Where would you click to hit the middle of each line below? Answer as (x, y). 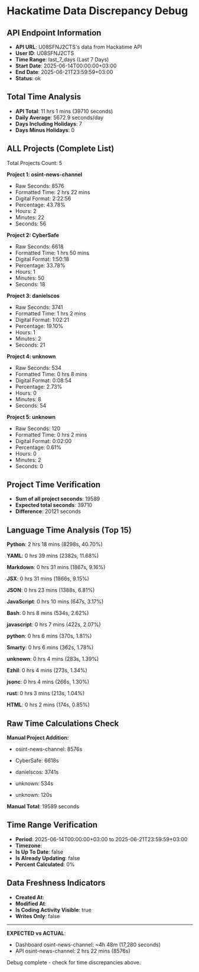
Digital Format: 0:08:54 (43, 380)
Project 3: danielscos (33, 296)
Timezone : (29, 845)
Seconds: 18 (30, 284)
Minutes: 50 (30, 278)
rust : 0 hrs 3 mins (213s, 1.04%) (46, 693)
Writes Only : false (37, 916)
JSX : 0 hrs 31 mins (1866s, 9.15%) (48, 579)
